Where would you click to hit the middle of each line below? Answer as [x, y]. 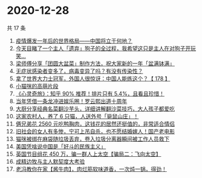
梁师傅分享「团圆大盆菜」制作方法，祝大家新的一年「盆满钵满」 [95, 63]
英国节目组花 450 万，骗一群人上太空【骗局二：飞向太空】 [88, 154]
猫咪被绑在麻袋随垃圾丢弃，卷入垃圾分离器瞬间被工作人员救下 [93, 139]
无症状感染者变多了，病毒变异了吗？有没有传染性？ [79, 71]
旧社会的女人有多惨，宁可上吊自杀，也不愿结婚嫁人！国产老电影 [95, 131]
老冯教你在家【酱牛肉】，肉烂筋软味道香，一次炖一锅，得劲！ [91, 169]
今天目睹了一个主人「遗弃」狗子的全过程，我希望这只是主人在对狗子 [100, 48]
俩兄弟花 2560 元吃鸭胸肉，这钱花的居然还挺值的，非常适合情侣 [95, 124]
